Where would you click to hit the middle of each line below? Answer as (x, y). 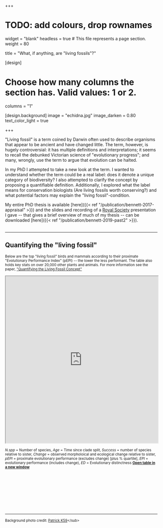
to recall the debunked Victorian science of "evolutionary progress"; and (77, 155)
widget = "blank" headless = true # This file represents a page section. (76, 38)
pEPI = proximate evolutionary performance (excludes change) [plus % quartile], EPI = (77, 459)
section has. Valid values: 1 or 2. (71, 93)
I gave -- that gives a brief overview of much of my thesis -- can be (72, 215)
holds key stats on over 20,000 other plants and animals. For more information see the (77, 265)
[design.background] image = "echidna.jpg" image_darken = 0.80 (70, 115)
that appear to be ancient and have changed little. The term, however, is (77, 144)
